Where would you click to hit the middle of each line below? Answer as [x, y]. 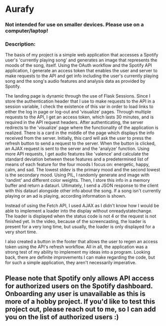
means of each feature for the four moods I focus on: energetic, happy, [77, 164]
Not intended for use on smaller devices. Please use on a [75, 25]
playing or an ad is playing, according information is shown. [66, 196]
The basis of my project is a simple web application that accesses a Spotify [82, 55]
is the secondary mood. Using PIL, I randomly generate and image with [77, 175]
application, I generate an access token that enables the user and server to [81, 71]
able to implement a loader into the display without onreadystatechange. [79, 211]
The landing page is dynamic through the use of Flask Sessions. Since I [78, 96]
